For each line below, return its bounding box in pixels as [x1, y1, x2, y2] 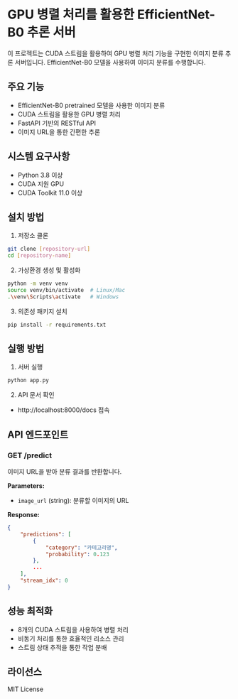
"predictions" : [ [20, 531, 72, 538]
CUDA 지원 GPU [17, 179, 65, 188]
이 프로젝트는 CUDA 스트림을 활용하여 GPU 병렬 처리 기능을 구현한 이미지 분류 [7, 49, 224, 58]
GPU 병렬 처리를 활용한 [7, 6, 135, 23]
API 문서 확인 [17, 391, 55, 399]
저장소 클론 [17, 232, 49, 240]
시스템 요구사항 [7, 151, 70, 163]
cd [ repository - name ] [7, 252, 72, 259]
